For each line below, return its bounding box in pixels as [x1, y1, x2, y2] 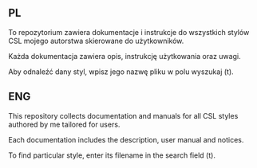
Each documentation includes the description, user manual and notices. [8, 135, 244, 144]
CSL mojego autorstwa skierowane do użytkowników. [8, 36, 184, 45]
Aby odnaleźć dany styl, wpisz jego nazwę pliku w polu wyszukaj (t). [8, 67, 234, 76]
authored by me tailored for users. [8, 119, 121, 129]
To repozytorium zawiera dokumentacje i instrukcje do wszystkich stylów [8, 27, 250, 37]
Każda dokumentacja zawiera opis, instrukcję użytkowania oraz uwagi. [8, 51, 241, 61]
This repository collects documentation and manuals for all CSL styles [8, 111, 239, 120]
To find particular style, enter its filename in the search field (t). [8, 150, 215, 160]
